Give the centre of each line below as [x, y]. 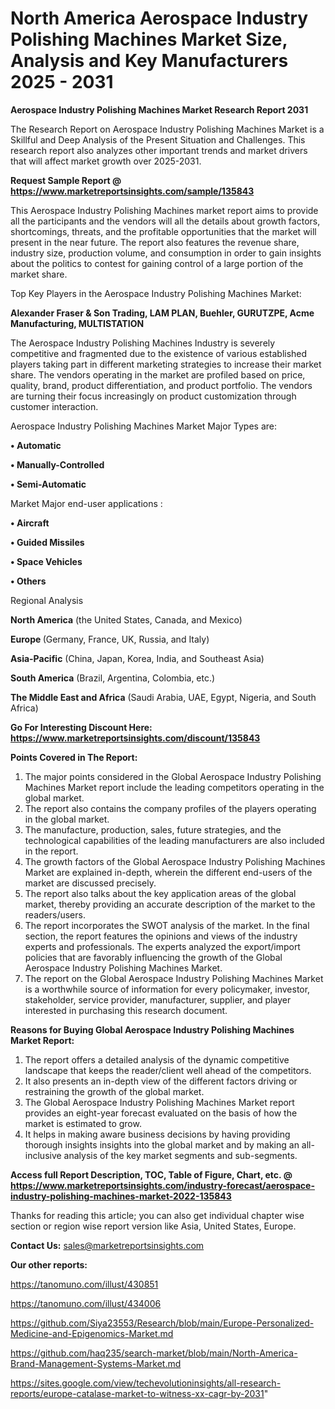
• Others [28, 581]
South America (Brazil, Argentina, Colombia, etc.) [113, 678]
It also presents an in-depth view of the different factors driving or [161, 1081]
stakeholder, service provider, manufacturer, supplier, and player [158, 999]
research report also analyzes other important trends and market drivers [159, 150]
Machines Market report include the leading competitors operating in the [174, 787]
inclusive [43, 1155]
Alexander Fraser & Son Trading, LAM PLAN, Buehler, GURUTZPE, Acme [162, 313]
